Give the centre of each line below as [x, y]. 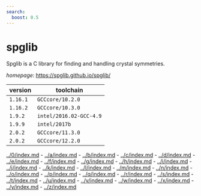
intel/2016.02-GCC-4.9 [69, 116]
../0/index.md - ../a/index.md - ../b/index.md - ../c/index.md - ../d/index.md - [101, 155]
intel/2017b [54, 124]
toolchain [70, 90]
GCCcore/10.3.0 [58, 108]
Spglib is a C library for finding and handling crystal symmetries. [85, 64]
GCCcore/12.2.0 [58, 141]
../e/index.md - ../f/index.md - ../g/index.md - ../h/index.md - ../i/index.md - [99, 161]
